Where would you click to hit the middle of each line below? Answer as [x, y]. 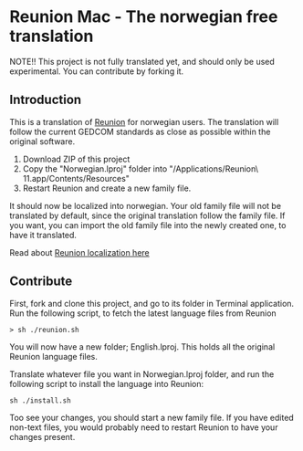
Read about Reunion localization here [79, 252]
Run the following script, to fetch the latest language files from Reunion [143, 313]
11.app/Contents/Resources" [76, 178]
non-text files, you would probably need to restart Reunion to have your [144, 427]
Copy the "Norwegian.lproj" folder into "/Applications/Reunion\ [140, 168]
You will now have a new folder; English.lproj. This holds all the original [142, 346]
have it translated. [43, 235]
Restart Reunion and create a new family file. [107, 188]
